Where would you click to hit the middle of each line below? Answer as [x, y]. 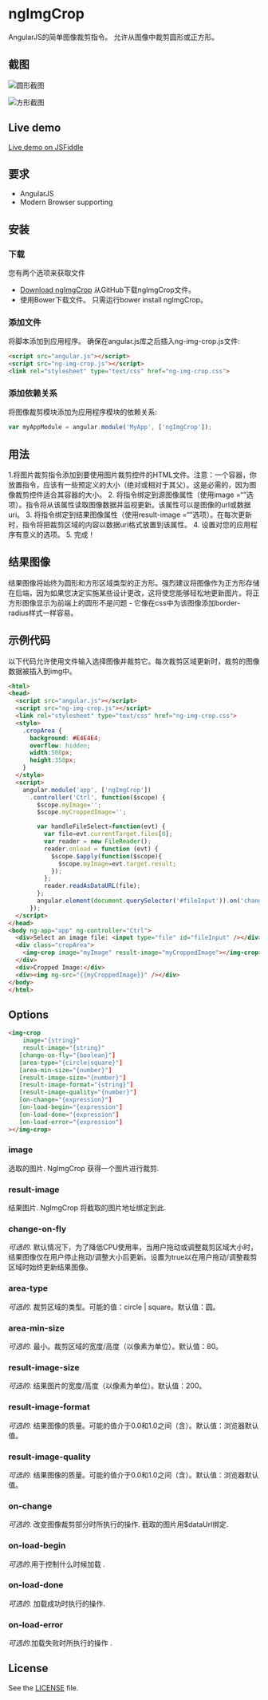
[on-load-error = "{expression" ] [71, 1122]
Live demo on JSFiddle [46, 147]
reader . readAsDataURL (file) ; [92, 886]
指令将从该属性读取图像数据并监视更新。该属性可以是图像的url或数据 [138, 504]
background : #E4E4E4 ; [65, 738]
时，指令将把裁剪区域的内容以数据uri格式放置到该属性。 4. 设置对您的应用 [130, 524]
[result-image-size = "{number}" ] [73, 1078]
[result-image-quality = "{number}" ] [78, 1093]
